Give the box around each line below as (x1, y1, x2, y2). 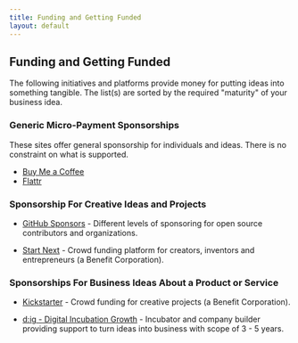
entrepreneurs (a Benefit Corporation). (21, 254, 164, 265)
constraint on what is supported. (9, 149, 129, 159)
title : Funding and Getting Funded (9, 12, 142, 22)
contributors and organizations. (21, 227, 138, 238)
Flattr (21, 176, 42, 186)
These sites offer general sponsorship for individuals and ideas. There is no (9, 139, 287, 150)
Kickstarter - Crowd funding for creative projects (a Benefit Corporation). (21, 297, 291, 307)
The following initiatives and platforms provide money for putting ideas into (9, 78, 285, 89)
